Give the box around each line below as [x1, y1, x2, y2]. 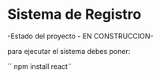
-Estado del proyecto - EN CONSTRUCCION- [7, 31, 154, 41]
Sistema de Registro [7, 5, 142, 23]
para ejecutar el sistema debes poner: [7, 46, 131, 56]
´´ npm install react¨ [7, 61, 73, 71]
